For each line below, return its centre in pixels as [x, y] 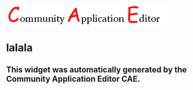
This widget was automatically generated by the [97, 70]
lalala [19, 48]
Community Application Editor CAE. [73, 79]
